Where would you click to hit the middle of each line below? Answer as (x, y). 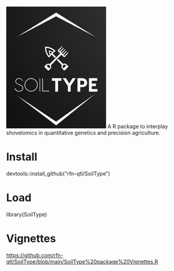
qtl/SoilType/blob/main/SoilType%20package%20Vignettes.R (82, 261)
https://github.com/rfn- (35, 255)
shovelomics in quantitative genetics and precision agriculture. (83, 133)
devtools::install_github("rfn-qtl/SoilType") (58, 173)
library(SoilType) (27, 214)
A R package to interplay (138, 126)
